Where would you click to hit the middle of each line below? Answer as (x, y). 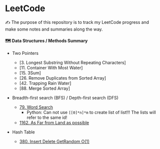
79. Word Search (36, 107)
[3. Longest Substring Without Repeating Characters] (73, 63)
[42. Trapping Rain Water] (45, 83)
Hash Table (23, 132)
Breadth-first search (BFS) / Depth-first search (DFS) (65, 98)
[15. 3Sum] (30, 73)
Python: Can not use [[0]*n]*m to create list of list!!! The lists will (91, 113)
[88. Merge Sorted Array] (45, 88)
